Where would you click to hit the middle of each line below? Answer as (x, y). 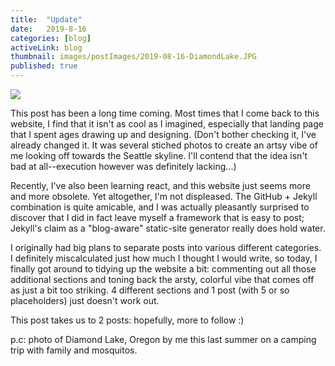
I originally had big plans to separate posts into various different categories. (166, 247)
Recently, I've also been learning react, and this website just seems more (160, 185)
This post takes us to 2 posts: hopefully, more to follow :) (127, 320)
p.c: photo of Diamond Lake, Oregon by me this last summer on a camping (163, 339)
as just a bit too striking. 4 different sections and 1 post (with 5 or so (150, 290)
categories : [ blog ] (51, 38)
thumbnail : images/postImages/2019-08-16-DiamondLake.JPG (133, 57)
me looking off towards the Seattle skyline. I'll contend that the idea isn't (159, 155)
